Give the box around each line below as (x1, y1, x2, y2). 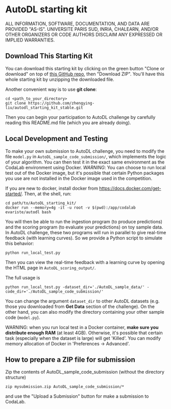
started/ (5, 191, 22, 197)
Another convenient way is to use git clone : (5, 86, 97, 92)
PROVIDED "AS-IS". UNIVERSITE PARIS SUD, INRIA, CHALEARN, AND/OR (5, 26, 159, 32)
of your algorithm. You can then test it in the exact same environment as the (5, 159, 165, 165)
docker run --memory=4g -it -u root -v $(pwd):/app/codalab (5, 205, 136, 210)
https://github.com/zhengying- (28, 100, 95, 106)
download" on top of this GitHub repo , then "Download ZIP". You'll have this (5, 71, 165, 77)
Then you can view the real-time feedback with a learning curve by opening (5, 259, 165, 265)
